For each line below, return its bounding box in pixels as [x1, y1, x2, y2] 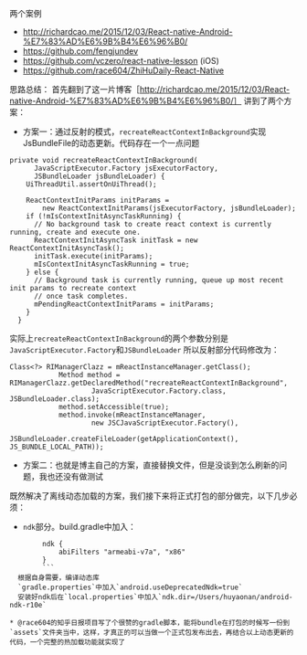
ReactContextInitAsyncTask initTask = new [33, 236, 198, 245]
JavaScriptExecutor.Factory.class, [90, 386, 227, 396]
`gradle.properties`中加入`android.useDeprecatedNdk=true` [17, 583, 243, 592]
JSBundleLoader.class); [9, 395, 101, 404]
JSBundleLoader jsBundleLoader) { [33, 172, 166, 181]
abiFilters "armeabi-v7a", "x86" [58, 547, 185, 556]
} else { [26, 268, 59, 277]
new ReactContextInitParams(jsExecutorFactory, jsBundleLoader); [42, 204, 297, 213]
